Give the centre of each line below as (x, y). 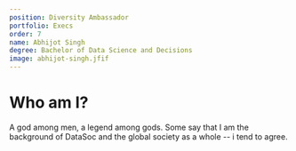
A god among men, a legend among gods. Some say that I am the (129, 127)
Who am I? (49, 103)
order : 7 (25, 34)
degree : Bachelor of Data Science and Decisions (101, 51)
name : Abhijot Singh (48, 42)
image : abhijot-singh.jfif (59, 59)
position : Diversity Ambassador (69, 17)
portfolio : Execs (41, 26)
